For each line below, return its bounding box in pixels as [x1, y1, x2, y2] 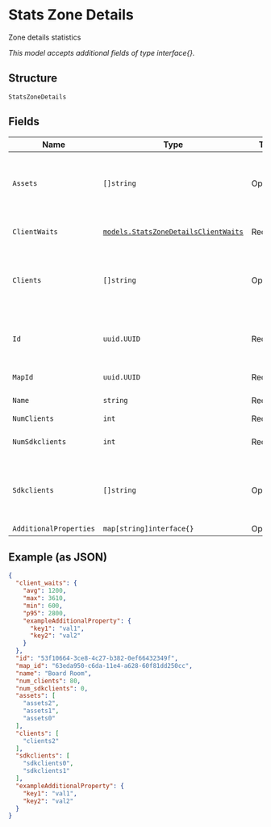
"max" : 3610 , [23, 594, 67, 602]
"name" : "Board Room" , [15, 669, 92, 678]
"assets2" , [23, 699, 60, 707]
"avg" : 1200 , [23, 587, 67, 595]
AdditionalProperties [12, 523, 95, 533]
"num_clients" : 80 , [15, 677, 81, 685]
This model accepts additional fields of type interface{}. [8, 48, 195, 57]
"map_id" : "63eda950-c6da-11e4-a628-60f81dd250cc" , [15, 661, 194, 670]
